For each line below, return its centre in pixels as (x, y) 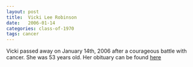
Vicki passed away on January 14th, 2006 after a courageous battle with (97, 51)
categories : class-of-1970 (40, 28)
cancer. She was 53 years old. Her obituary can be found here (84, 57)
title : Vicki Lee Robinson (42, 17)
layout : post (23, 12)
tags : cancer (23, 34)
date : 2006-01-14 (31, 23)
